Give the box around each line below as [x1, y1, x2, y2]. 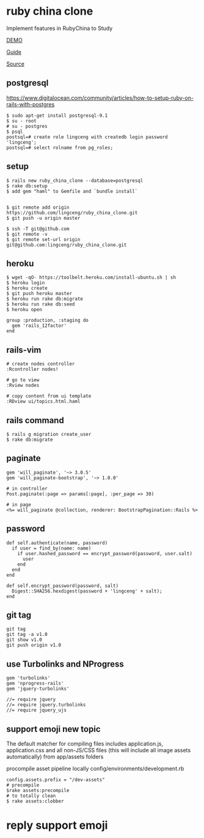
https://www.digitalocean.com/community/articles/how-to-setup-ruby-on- [6, 94, 194, 102]
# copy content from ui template [6, 393, 92, 399]
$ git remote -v [6, 231, 48, 237]
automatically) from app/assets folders [6, 753, 104, 760]
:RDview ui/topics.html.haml [6, 398, 81, 405]
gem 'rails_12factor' [12, 323, 67, 329]
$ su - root [6, 118, 37, 124]
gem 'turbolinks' [6, 675, 51, 681]
